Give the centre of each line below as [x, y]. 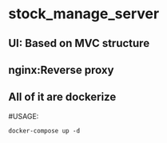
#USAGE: [24, 116]
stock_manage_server [84, 14]
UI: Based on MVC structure [79, 43]
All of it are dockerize [62, 97]
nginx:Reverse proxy [61, 70]
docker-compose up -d [44, 131]
